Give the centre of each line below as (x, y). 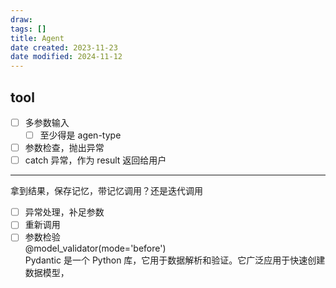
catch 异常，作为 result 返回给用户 (95, 160)
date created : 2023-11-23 (64, 47)
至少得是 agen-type (80, 135)
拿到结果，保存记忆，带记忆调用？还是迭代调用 (106, 191)
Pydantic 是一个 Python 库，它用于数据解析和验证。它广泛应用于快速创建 (175, 260)
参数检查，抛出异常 (64, 148)
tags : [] (28, 29)
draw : (21, 19)
